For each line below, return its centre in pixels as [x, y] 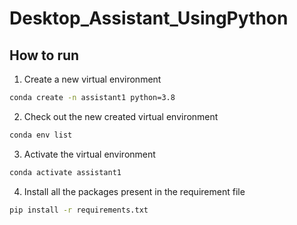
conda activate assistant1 [65, 172]
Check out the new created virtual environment [121, 116]
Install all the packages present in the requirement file [134, 191]
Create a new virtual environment [92, 79]
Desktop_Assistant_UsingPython [149, 18]
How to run [44, 55]
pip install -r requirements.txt [79, 210]
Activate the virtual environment [89, 154]
